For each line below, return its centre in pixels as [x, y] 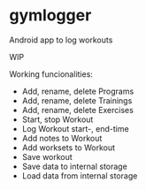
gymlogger [50, 15]
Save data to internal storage [75, 166]
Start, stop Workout [58, 119]
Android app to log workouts [61, 40]
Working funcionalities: [51, 74]
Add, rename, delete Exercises [78, 110]
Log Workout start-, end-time [76, 128]
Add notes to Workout [62, 138]
